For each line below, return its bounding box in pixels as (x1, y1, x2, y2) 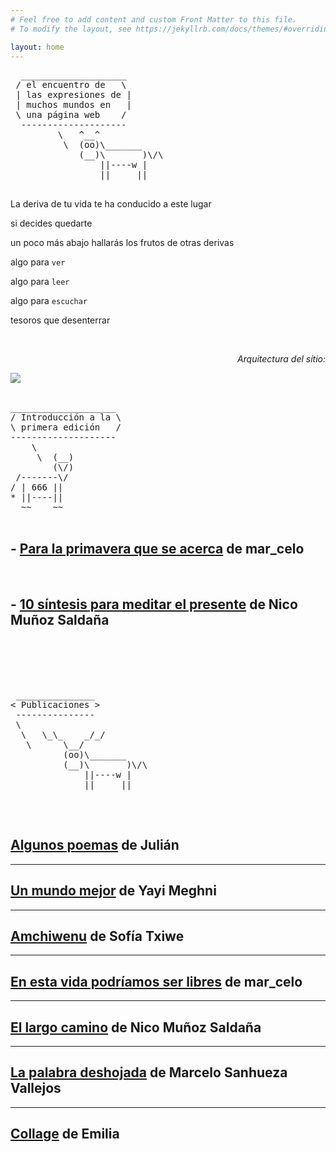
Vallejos (10, 1080, 62, 1097)
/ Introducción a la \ (10, 412, 122, 423)
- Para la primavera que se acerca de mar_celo (10, 540, 305, 557)
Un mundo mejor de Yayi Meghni (10, 882, 217, 900)
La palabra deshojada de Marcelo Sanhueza (10, 1064, 288, 1081)
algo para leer (10, 276, 70, 288)
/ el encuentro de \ (15, 79, 127, 91)
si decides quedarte (10, 217, 93, 230)
